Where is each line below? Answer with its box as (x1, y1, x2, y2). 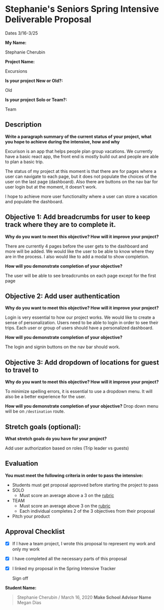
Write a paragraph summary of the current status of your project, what (5, 134, 152, 139)
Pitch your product (12, 513, 50, 519)
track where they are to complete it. (5, 221, 116, 229)
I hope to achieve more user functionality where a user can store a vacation (5, 193, 158, 199)
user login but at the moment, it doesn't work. (5, 184, 97, 190)
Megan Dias (17, 599, 42, 605)
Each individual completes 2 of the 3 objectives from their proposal (19, 508, 155, 514)
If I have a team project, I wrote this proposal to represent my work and (12, 540, 156, 546)
